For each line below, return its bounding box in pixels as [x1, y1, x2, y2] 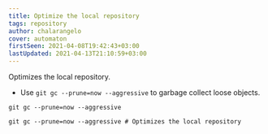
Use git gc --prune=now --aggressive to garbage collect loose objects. [19, 88, 261, 97]
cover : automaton [8, 34, 67, 43]
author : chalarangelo [8, 27, 82, 35]
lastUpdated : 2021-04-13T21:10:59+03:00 [8, 50, 148, 58]
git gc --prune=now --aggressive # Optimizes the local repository [8, 118, 242, 126]
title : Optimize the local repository [8, 11, 140, 20]
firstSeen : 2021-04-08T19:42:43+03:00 [8, 42, 140, 50]
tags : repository [8, 19, 67, 28]
